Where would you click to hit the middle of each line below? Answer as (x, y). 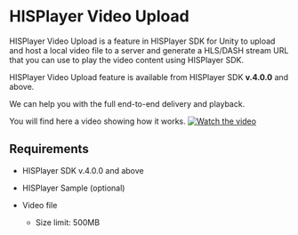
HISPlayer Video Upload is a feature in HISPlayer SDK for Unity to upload (142, 41)
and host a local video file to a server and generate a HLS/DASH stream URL (149, 50)
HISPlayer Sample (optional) (73, 188)
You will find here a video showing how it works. (98, 121)
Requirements (49, 149)
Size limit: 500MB (68, 222)
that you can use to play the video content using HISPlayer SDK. (127, 60)
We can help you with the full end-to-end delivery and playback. (127, 103)
